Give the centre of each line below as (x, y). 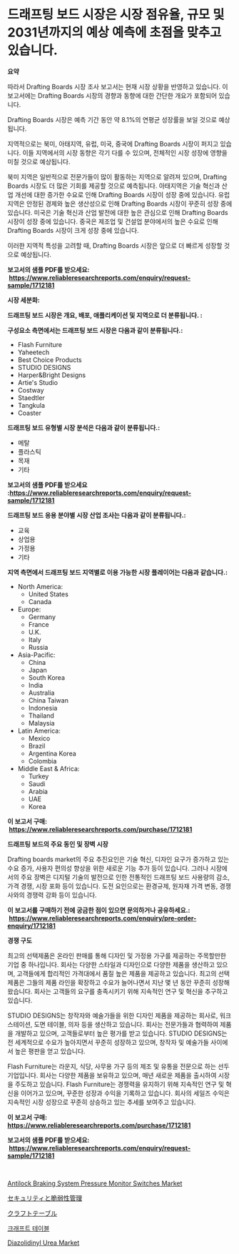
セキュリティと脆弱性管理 (45, 1198)
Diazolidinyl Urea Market (44, 1243)
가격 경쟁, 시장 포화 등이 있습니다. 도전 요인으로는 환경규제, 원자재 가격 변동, (113, 886)
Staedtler (31, 398)
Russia (38, 647)
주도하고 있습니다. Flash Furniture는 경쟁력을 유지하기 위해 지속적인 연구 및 (119, 1084)
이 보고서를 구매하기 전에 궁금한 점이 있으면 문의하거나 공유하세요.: (99, 910)
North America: (40, 586)
